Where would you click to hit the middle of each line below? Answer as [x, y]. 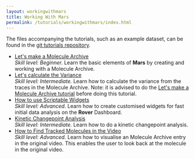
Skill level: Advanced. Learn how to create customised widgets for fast [99, 106]
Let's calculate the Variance [48, 75]
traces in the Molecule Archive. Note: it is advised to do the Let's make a [102, 88]
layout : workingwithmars [36, 11]
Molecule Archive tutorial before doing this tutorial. [76, 94]
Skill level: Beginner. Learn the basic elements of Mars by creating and [100, 63]
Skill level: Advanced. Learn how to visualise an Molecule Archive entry [100, 137]
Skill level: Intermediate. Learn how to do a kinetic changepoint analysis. [101, 125]
